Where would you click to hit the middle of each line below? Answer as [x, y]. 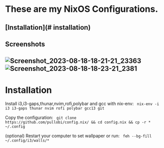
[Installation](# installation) [48, 27]
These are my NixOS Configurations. [82, 9]
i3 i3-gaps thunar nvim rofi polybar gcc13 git [55, 108]
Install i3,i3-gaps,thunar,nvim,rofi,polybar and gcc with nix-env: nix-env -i [82, 104]
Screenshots [25, 44]
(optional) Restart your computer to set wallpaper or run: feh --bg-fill [78, 136]
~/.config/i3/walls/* [27, 141]
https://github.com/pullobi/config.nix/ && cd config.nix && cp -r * [78, 122]
